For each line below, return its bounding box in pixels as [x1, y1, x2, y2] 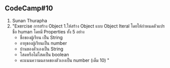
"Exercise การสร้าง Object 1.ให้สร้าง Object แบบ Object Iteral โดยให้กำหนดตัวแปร [12, 23, 165, 29]
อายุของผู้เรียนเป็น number [19, 40, 67, 46]
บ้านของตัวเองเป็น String [19, 46, 64, 52]
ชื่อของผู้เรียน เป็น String [19, 34, 63, 40]
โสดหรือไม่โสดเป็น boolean [19, 51, 69, 57]
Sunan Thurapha [12, 17, 47, 23]
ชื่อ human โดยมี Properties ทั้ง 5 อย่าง [12, 28, 85, 35]
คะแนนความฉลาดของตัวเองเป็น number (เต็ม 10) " [19, 57, 110, 63]
